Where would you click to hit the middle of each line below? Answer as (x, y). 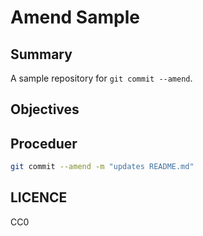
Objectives (45, 109)
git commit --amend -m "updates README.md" (102, 167)
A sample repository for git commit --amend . (101, 78)
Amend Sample (75, 17)
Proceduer (44, 143)
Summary (41, 54)
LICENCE (39, 197)
